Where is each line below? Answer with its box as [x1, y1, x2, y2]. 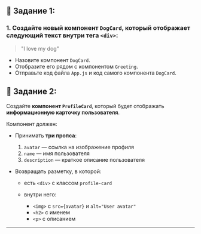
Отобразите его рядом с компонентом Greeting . [14, 63, 139, 70]
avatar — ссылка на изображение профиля [23, 143, 135, 150]
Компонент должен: [6, 120, 58, 127]
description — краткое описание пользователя [23, 156, 145, 163]
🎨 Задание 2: [6, 87, 57, 97]
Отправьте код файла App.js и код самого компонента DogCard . [14, 69, 176, 76]
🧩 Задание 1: [6, 6, 56, 16]
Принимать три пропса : [14, 132, 77, 139]
